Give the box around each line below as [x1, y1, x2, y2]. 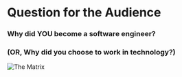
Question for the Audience [7, 5, 161, 20]
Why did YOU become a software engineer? [7, 29, 156, 39]
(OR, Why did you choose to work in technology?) [7, 48, 176, 57]
